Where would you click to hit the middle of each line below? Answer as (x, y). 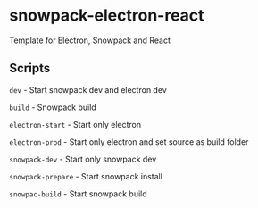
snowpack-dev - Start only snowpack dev (83, 159)
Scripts (30, 68)
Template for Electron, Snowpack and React (90, 40)
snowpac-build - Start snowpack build (78, 194)
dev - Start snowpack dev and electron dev (88, 89)
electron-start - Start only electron (75, 124)
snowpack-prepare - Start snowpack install (86, 176)
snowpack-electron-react (107, 16)
